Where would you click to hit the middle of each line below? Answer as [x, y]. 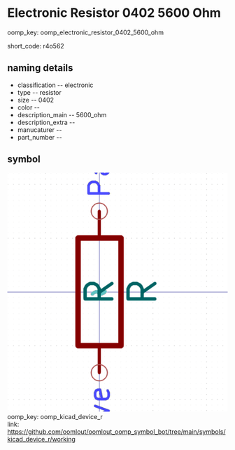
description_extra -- [46, 122]
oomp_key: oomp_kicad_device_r [55, 417]
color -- [29, 107]
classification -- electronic [55, 85]
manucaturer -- [40, 130]
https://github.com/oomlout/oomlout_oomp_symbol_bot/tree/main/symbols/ [116, 432]
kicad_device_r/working [41, 439]
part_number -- [40, 137]
